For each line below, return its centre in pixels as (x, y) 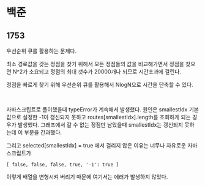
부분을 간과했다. (43, 132)
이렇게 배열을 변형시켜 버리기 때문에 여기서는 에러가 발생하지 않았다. (87, 177)
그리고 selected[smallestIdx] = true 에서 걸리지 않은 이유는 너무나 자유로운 (96, 145)
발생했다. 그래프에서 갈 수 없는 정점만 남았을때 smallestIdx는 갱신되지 (100, 125)
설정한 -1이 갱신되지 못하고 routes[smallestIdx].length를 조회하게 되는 (106, 117)
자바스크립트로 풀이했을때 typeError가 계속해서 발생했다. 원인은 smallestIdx (97, 110)
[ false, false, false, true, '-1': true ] (63, 165)
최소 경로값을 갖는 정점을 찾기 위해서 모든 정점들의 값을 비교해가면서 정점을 (95, 64)
